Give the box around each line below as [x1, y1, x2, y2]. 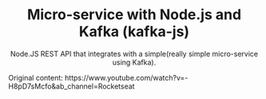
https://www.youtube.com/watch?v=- [65, 73, 189, 82]
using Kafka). [112, 57, 157, 67]
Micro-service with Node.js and [26, 6, 242, 24]
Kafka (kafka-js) [78, 22, 190, 41]
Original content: [8, 73, 64, 82]
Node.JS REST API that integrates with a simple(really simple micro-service [10, 49, 259, 58]
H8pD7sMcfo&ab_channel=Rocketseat [8, 81, 135, 91]
